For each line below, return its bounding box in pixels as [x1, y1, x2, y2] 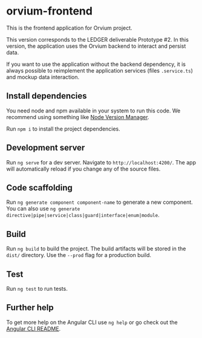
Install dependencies [6, 91, 87, 101]
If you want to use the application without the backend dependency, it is [6, 60, 186, 68]
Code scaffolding [6, 183, 73, 193]
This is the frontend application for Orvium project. [6, 24, 132, 31]
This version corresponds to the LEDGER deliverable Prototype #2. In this [6, 36, 189, 43]
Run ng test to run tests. [6, 285, 68, 292]
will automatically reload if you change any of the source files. [6, 165, 161, 172]
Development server [6, 143, 85, 153]
